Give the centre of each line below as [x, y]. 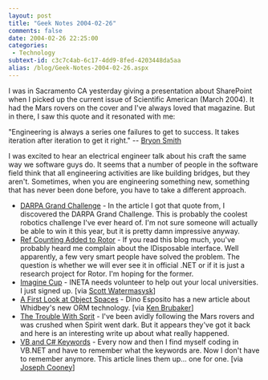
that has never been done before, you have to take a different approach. [127, 190]
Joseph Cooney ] [47, 367]
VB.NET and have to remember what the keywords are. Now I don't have [140, 350]
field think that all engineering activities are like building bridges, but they [129, 172]
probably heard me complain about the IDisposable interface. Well [129, 248]
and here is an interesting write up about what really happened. [125, 333]
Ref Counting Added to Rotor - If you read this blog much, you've [127, 239]
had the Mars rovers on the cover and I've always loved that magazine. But [132, 107]
